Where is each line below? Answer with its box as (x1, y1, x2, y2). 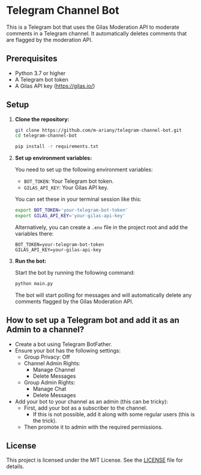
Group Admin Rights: (23, 378, 76, 386)
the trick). (32, 417, 57, 424)
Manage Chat (32, 385, 67, 392)
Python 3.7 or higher (14, 70, 66, 77)
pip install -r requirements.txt (14, 143, 99, 150)
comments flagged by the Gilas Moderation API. (14, 297, 134, 305)
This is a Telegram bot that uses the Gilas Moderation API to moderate (6, 23, 180, 31)
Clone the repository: (14, 115, 70, 123)
